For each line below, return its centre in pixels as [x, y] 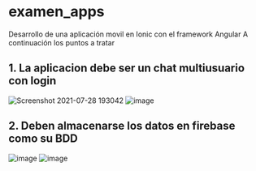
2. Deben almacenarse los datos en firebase [122, 126]
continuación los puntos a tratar [62, 42]
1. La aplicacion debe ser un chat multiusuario [127, 68]
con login [33, 81]
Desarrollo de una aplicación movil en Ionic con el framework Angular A [128, 34]
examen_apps [56, 12]
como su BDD [43, 139]
